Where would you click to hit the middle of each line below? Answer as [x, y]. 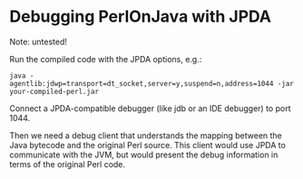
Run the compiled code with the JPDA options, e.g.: [106, 59]
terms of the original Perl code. [67, 164]
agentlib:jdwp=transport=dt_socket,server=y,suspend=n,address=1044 [142, 83]
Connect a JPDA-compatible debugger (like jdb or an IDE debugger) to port [150, 108]
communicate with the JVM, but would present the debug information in [144, 155]
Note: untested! [39, 42]
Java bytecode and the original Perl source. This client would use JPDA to [147, 145]
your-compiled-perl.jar [54, 91]
